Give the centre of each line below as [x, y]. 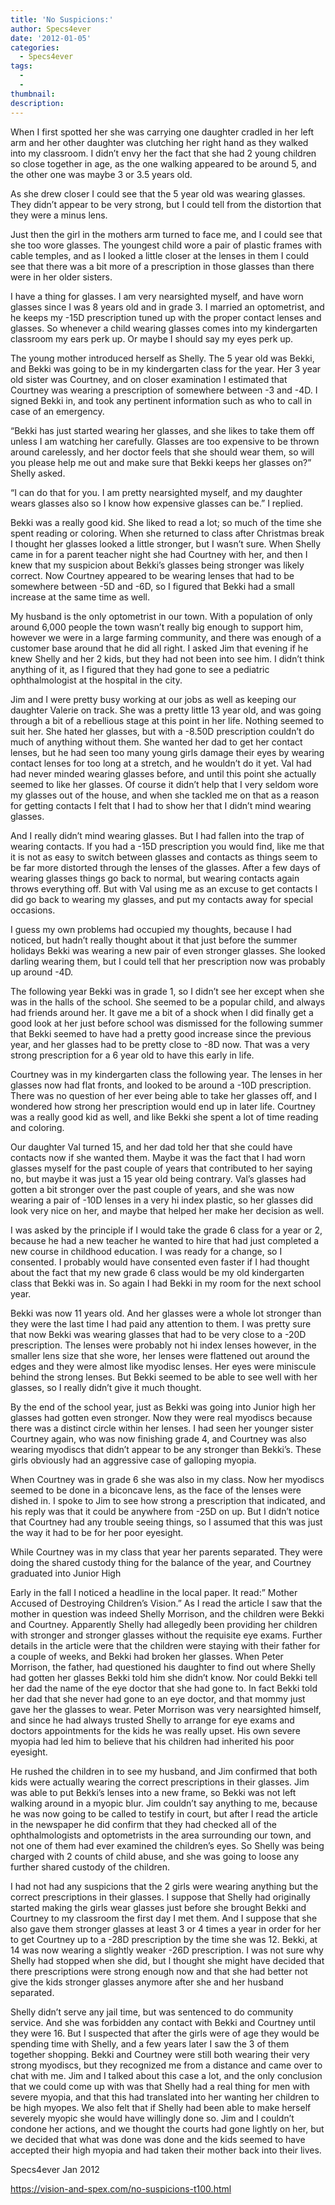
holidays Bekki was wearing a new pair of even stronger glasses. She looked [168, 950]
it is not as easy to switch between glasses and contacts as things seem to [164, 857]
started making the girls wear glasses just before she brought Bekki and [158, 1907]
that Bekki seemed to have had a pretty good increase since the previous [161, 1033]
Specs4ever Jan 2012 [55, 2169]
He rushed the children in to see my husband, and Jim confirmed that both [164, 1771]
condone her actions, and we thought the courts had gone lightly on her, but [167, 2128]
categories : [35, 47]
